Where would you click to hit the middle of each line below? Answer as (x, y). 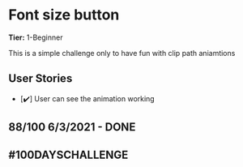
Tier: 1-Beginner (36, 37)
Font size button (64, 15)
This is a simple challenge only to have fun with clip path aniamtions (122, 53)
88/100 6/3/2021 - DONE (72, 127)
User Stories (40, 79)
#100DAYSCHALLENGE (68, 154)
